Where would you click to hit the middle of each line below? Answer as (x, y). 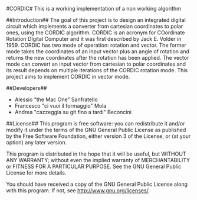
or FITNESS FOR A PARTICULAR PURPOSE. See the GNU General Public (94, 166)
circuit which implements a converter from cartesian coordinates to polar (95, 26)
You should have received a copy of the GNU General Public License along (97, 184)
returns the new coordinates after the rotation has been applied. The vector (98, 58)
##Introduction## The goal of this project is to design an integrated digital (96, 20)
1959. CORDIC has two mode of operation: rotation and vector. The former (96, 45)
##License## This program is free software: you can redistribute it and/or (96, 123)
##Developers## (27, 88)
